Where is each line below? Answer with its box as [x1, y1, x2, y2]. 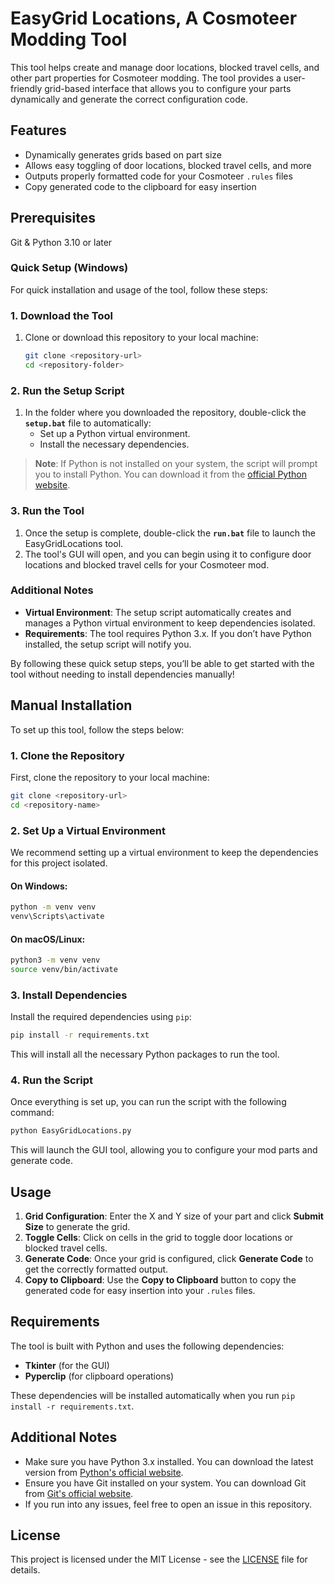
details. [10, 1564, 41, 1576]
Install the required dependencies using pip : [10, 1011, 192, 1023]
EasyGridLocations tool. [24, 537, 124, 549]
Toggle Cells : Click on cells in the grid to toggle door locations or [24, 1232, 294, 1244]
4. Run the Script [10, 1073, 93, 1087]
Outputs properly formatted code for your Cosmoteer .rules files [24, 170, 293, 182]
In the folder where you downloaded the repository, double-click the [24, 407, 307, 419]
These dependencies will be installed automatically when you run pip [10, 1389, 296, 1401]
